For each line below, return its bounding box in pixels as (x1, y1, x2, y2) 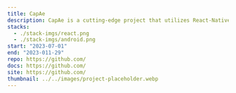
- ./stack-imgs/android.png (13, 36, 96, 43)
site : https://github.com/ (7, 69, 86, 76)
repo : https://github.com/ (7, 56, 86, 63)
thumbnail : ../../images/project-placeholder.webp (7, 75, 159, 83)
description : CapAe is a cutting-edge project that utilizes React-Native (7, 17, 231, 24)
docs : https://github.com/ (7, 62, 86, 69)
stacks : (7, 23, 30, 30)
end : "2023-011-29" (7, 50, 65, 57)
